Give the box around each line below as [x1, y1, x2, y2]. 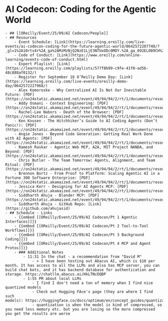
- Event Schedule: [14, 39, 52, 45]
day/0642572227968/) [5, 83, 48, 88]
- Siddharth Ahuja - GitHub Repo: [14, 201, 86, 206]
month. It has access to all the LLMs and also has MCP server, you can [5, 263, 160, 268]
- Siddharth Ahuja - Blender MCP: [14, 193, 86, 198]
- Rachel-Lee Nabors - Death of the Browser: [14, 109, 111, 115]
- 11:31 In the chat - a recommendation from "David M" [23, 254, 142, 259]
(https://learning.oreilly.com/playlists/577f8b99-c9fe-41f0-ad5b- [5, 66, 149, 71]
